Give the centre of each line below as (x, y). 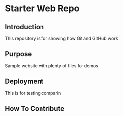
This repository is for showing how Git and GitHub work (61, 38)
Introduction (25, 27)
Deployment (24, 81)
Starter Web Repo (42, 9)
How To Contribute (35, 109)
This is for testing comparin (33, 93)
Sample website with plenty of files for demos (52, 66)
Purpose (19, 54)
